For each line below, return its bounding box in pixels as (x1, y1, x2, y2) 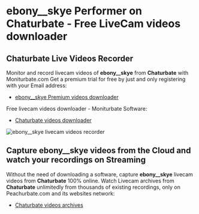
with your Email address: (6, 82, 67, 89)
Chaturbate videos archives (14, 201, 84, 209)
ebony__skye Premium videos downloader (14, 94, 119, 100)
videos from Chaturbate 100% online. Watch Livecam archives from (6, 177, 175, 184)
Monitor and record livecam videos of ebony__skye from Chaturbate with (6, 69, 189, 76)
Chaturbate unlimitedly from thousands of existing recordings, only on (6, 184, 181, 191)
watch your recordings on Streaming (6, 155, 146, 165)
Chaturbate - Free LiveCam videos (6, 17, 181, 30)
